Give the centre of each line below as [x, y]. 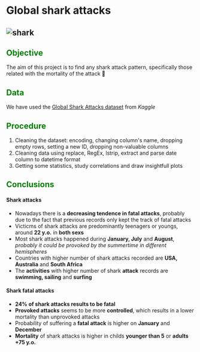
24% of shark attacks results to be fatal [65, 304]
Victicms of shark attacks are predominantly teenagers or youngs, [96, 226]
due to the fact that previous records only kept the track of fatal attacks [103, 219]
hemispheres [31, 251]
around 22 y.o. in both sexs [49, 232]
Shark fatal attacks [30, 291]
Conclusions [30, 184]
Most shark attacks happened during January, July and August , [95, 239]
